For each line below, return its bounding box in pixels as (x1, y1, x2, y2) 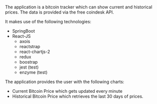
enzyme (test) (19, 69, 48, 75)
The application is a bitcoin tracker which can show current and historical (5, 4, 153, 10)
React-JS (12, 34, 31, 39)
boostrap (19, 59, 38, 65)
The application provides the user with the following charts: (5, 79, 124, 85)
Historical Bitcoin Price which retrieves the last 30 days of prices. (12, 93, 144, 99)
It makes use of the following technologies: (5, 19, 92, 24)
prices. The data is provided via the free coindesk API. (5, 9, 114, 15)
